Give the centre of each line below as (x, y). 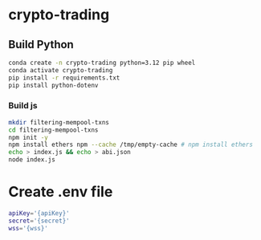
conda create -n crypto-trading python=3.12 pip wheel (102, 63)
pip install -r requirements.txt (64, 78)
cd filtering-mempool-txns (53, 130)
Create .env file (61, 192)
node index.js (32, 160)
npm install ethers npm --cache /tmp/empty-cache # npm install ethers (130, 145)
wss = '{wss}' (28, 228)
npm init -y (28, 137)
